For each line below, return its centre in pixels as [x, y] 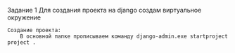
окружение [24, 17]
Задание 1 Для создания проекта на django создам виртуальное [104, 10]
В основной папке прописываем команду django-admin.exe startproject [124, 36]
